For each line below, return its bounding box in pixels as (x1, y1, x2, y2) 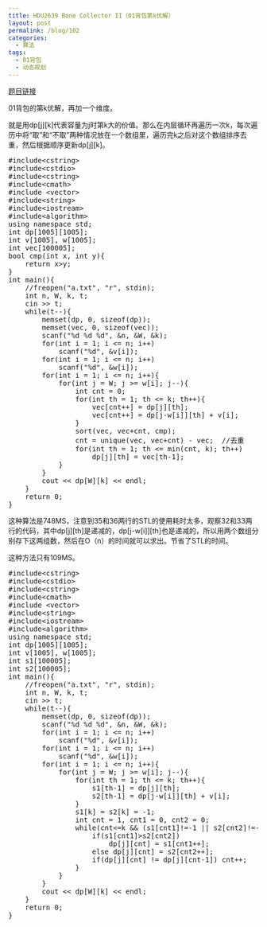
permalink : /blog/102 (8, 26, 80, 34)
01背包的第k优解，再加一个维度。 (8, 103, 118, 112)
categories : (8, 33, 48, 42)
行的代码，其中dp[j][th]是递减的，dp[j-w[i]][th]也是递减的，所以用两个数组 (8, 526, 252, 536)
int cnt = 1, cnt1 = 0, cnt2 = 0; (75, 815, 210, 824)
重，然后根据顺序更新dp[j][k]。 (8, 140, 110, 150)
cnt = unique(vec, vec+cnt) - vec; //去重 (75, 435, 245, 445)
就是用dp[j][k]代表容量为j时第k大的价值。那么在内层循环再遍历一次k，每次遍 (8, 120, 258, 130)
